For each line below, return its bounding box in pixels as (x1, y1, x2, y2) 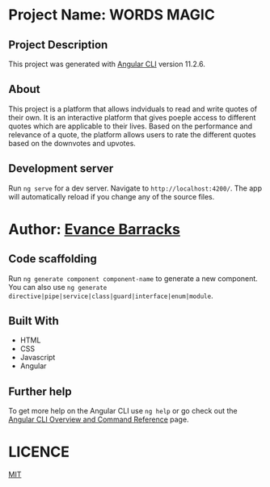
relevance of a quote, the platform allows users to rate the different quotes (8, 129, 256, 139)
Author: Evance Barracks (8, 220, 180, 238)
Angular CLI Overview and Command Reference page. (8, 414, 189, 425)
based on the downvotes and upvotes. (8, 138, 136, 148)
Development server (8, 162, 114, 175)
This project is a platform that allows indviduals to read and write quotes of (8, 103, 258, 114)
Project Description (8, 38, 108, 52)
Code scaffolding (8, 252, 97, 266)
